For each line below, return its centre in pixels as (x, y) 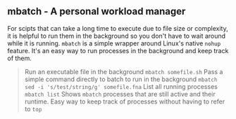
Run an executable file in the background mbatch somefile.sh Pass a (124, 71)
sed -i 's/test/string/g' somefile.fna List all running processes (121, 86)
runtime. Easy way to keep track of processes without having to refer (125, 101)
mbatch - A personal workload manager (97, 12)
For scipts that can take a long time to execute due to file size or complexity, (118, 28)
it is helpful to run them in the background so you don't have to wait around (117, 36)
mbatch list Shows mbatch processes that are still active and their (120, 94)
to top (33, 108)
